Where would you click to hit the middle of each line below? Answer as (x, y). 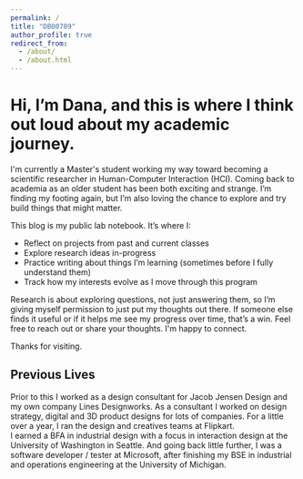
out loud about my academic (120, 125)
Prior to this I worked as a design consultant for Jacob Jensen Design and (149, 396)
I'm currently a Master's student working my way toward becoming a (139, 168)
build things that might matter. (66, 208)
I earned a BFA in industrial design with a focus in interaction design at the (149, 435)
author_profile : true (51, 35)
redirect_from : (39, 43)
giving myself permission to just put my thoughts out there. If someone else (152, 309)
